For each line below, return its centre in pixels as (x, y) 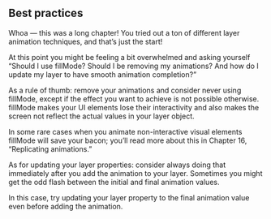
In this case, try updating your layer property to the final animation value (129, 197)
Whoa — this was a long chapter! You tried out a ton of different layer (124, 32)
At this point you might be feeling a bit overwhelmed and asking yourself (129, 57)
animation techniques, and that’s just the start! (86, 41)
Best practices (46, 13)
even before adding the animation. (66, 206)
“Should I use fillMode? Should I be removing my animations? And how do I (134, 66)
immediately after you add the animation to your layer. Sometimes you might (135, 173)
